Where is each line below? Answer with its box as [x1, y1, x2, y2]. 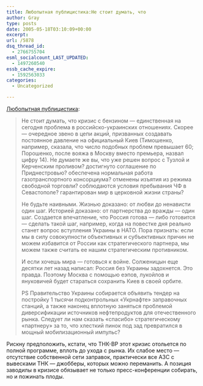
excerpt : [6, 32, 29, 38]
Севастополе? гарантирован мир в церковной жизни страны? [21, 189, 185, 196]
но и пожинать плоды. [6, 373, 64, 380]
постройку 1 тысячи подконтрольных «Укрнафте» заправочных [21, 296, 188, 303]
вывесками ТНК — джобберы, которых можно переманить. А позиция [6, 360, 191, 367]
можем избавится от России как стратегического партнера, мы [21, 240, 190, 247]
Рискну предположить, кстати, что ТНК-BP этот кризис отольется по [6, 341, 186, 347]
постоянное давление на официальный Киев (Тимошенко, [21, 137, 174, 144]
